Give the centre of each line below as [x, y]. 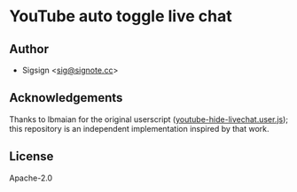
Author [29, 49]
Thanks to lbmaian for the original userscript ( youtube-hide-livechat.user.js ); [149, 119]
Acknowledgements [66, 98]
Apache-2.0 [31, 178]
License [31, 157]
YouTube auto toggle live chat [121, 16]
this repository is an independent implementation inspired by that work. [139, 128]
